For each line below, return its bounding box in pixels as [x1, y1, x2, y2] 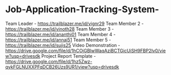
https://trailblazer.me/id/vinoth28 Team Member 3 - [5, 26, 114, 32]
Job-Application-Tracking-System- [5, 4, 160, 15]
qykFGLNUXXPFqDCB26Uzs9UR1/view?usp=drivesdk [5, 64, 119, 70]
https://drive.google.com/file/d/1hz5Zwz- [5, 58, 93, 64]
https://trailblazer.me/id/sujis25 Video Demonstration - [5, 42, 120, 48]
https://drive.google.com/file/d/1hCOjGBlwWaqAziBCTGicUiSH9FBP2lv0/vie [5, 47, 166, 54]
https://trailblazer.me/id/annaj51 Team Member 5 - [5, 37, 112, 43]
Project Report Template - [41, 53, 96, 59]
